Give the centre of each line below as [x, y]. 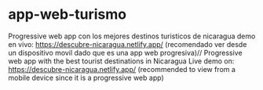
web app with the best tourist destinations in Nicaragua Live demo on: [121, 61]
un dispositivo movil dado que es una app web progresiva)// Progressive [125, 52]
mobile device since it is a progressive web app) [86, 77]
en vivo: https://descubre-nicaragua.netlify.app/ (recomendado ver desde [128, 44]
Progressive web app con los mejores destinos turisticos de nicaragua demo [132, 36]
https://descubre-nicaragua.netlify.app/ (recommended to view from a [122, 69]
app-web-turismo [68, 14]
